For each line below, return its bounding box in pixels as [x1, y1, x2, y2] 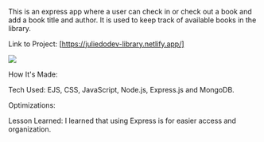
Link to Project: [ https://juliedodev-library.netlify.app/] [8, 39, 184, 49]
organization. [8, 124, 52, 134]
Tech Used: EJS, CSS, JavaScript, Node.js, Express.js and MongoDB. [8, 85, 235, 94]
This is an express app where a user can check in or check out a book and [8, 7, 252, 16]
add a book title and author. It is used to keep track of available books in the [8, 15, 257, 25]
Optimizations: [8, 101, 56, 110]
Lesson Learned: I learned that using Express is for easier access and [8, 116, 237, 125]
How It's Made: [8, 69, 58, 79]
